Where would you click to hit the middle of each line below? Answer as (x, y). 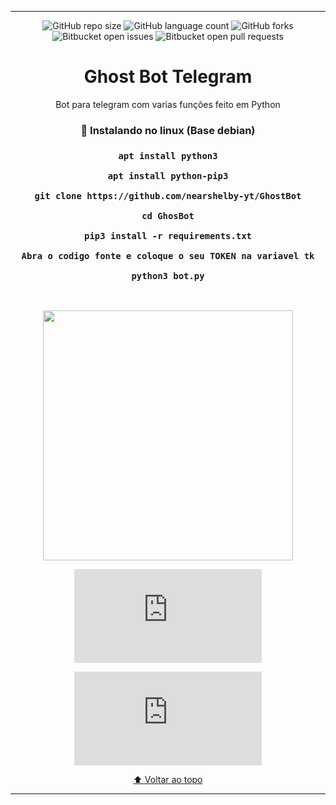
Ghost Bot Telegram (168, 77)
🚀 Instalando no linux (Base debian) (168, 130)
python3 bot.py (168, 275)
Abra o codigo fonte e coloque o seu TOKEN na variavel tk (168, 255)
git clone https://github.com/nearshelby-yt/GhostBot (168, 195)
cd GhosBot (168, 215)
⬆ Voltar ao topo (168, 780)
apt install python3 (168, 155)
